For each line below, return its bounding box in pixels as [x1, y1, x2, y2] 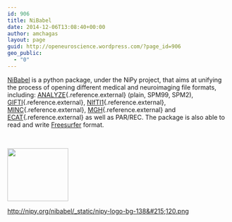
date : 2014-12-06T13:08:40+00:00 [7, 23, 106, 30]
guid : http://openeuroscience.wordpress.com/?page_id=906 [7, 43, 181, 50]
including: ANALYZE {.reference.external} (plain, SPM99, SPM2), [7, 90, 194, 99]
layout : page [7, 37, 46, 44]
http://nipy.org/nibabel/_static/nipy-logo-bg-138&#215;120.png [7, 206, 189, 215]
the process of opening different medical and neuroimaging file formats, [7, 82, 216, 92]
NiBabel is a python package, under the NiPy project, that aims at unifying [7, 75, 222, 84]
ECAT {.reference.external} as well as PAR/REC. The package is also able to [7, 113, 226, 121]
